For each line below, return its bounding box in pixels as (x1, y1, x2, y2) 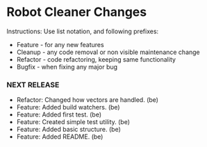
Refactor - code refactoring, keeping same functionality (16, 55, 176, 63)
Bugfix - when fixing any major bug (16, 62, 118, 71)
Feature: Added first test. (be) (16, 110, 102, 119)
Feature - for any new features (16, 40, 105, 49)
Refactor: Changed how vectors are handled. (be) (16, 96, 159, 104)
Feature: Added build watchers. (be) (16, 103, 120, 112)
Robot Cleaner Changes (6, 4, 147, 20)
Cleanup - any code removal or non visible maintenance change (16, 48, 201, 56)
